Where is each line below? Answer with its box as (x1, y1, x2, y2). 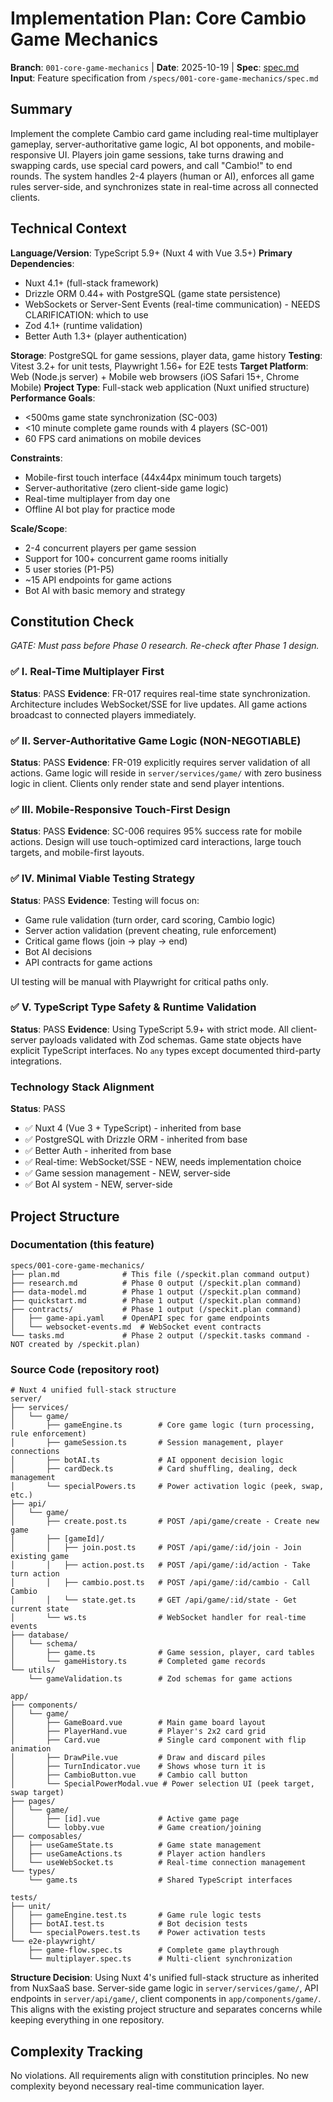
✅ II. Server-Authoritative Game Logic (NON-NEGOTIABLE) (10, 733, 302, 747)
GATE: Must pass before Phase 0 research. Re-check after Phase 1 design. (10, 640, 320, 652)
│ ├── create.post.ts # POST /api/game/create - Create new (10, 1517, 320, 1527)
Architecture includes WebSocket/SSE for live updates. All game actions (10, 698, 308, 710)
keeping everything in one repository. (10, 2014, 165, 2026)
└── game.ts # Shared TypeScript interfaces (28, 1875, 293, 1886)
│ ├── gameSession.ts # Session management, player (10, 1438, 284, 1448)
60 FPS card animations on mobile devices (24, 432, 202, 444)
